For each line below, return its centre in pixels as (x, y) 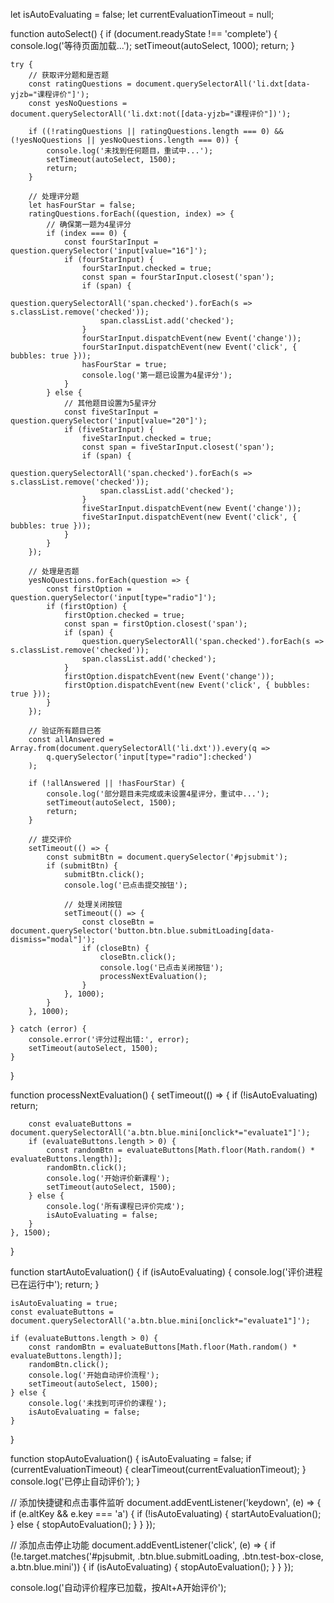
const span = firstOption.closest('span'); (155, 624)
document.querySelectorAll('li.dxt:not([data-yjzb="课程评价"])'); (151, 114)
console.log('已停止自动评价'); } (75, 1481)
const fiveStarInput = (111, 412)
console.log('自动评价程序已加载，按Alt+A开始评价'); (118, 1587)
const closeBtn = (118, 922)
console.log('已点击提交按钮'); (125, 885)
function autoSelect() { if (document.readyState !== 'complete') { (144, 33)
